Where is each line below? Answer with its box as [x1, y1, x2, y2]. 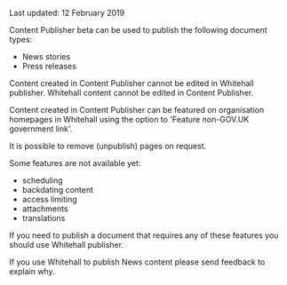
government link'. [9, 123, 73, 134]
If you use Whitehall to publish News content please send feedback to [9, 257, 266, 267]
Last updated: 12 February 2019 [9, 8, 125, 18]
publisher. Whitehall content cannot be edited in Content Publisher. [9, 88, 254, 98]
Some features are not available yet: [9, 158, 141, 168]
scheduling [21, 175, 64, 186]
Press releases [21, 61, 77, 71]
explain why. [9, 266, 55, 276]
